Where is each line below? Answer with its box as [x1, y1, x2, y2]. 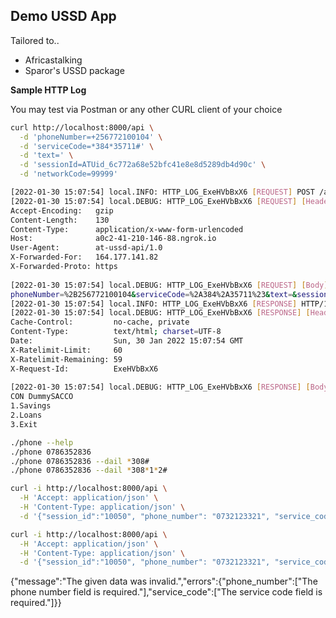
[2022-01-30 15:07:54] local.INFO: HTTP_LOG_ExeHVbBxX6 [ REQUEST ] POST [10, 187, 315, 198]
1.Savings [10, 401, 52, 411]
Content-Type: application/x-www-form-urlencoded [10, 224, 244, 234]
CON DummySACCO [10, 392, 74, 402]
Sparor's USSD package [24, 64, 125, 76]
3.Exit [10, 419, 38, 429]
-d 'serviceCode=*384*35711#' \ [19, 141, 155, 151]
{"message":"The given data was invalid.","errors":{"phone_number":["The [10, 575, 318, 588]
